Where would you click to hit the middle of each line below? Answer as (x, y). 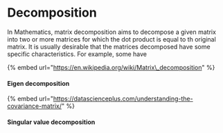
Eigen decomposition (38, 83)
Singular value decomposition (51, 122)
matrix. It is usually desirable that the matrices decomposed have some (109, 46)
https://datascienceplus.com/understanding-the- (123, 99)
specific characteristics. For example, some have (77, 54)
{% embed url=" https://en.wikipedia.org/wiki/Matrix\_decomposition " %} (111, 67)
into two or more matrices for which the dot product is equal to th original (111, 39)
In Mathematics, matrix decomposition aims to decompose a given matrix (112, 32)
